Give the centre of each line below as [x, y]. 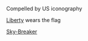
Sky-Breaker [22, 31]
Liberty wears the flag [34, 20]
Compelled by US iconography [44, 9]
